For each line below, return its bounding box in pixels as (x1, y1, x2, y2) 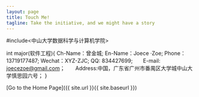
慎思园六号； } (11, 72, 47, 80)
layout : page (6, 8, 39, 15)
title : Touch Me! (6, 14, 50, 20)
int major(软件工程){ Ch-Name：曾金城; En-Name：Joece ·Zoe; (6, 50, 163, 57)
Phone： (164, 50, 186, 57)
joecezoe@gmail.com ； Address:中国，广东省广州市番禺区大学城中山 (6, 65, 188, 72)
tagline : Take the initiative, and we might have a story (6, 20, 155, 26)
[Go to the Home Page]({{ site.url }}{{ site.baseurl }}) (6, 84, 137, 92)
